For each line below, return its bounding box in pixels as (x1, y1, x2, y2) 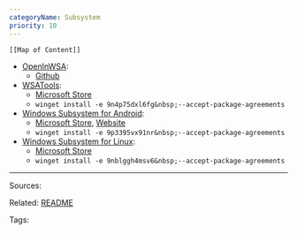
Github (34, 70, 60, 80)
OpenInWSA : (21, 61, 69, 72)
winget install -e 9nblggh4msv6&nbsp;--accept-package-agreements (34, 156, 286, 165)
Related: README (9, 197, 73, 208)
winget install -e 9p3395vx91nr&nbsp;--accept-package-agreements (34, 128, 286, 137)
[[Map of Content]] (9, 45, 81, 54)
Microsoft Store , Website (34, 117, 126, 128)
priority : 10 (9, 21, 57, 30)
